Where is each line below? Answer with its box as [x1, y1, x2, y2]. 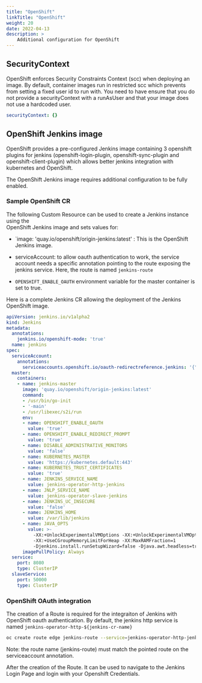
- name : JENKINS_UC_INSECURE [22, 498, 96, 504]
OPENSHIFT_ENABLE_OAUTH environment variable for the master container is [14, 277, 195, 285]
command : [22, 392, 44, 398]
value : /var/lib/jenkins [28, 515, 90, 521]
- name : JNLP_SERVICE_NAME [22, 487, 90, 493]
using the [6, 217, 29, 224]
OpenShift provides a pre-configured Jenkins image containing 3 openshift [6, 145, 192, 152]
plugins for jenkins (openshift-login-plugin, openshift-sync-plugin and [6, 151, 179, 158]
